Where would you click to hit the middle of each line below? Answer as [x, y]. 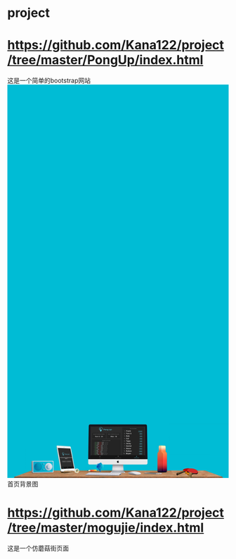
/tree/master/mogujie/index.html [106, 528]
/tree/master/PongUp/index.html [105, 60]
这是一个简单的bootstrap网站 [49, 81]
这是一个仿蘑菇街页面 [38, 548]
